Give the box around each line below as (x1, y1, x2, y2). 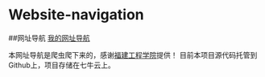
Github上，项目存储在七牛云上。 (8, 60, 115, 70)
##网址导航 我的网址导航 (8, 33, 90, 43)
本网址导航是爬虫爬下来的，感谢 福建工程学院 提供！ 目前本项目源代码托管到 (8, 50, 258, 59)
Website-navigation (8, 6, 144, 24)
